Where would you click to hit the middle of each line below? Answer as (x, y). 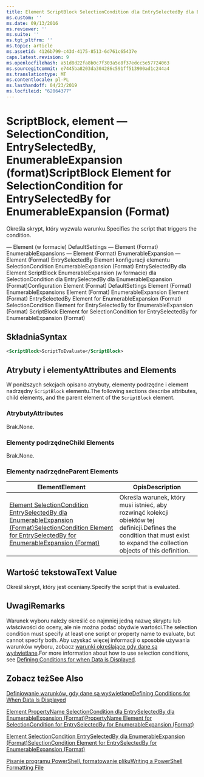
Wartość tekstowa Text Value (62, 572)
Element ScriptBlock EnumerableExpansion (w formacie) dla (81, 273)
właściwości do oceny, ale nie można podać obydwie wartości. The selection (102, 627)
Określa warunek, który (153, 498)
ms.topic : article (29, 46)
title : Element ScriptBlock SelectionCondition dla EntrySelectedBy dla (100, 12)
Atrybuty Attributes (35, 413)
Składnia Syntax (37, 337)
